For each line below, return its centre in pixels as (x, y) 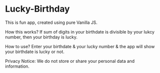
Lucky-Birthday (37, 9)
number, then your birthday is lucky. (41, 37)
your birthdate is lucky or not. (35, 52)
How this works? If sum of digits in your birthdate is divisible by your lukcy (80, 32)
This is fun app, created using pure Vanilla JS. (51, 22)
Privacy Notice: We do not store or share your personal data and (70, 61)
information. (17, 66)
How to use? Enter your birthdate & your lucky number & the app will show (80, 46)
